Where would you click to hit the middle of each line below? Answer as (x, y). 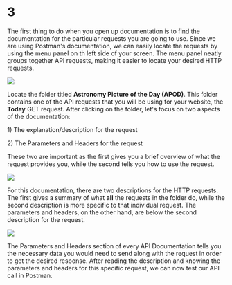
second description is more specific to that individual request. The (101, 205)
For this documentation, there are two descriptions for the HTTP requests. (113, 190)
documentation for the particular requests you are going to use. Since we (111, 38)
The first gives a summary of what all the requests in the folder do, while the (116, 197)
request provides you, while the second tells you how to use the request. (111, 164)
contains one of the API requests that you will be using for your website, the (115, 102)
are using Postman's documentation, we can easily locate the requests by (113, 46)
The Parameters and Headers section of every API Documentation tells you (114, 246)
